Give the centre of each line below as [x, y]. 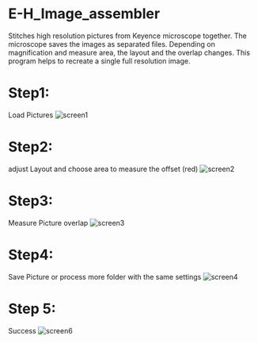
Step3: [31, 201]
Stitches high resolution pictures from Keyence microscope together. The [127, 36]
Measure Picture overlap [48, 223]
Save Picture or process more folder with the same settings [105, 276]
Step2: [30, 147]
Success [23, 330]
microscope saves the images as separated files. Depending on [112, 44]
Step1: [29, 93]
